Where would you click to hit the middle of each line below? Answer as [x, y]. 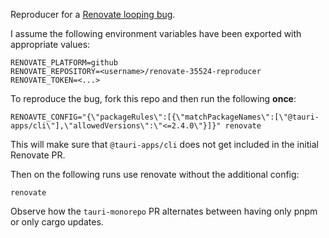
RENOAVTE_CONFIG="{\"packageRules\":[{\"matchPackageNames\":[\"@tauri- [165, 117]
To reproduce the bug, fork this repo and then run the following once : [153, 98]
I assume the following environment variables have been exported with [156, 33]
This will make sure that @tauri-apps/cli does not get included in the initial [164, 144]
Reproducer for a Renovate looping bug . [93, 14]
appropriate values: [50, 44]
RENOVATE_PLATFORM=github [64, 63]
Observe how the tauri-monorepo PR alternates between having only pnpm [164, 211]
